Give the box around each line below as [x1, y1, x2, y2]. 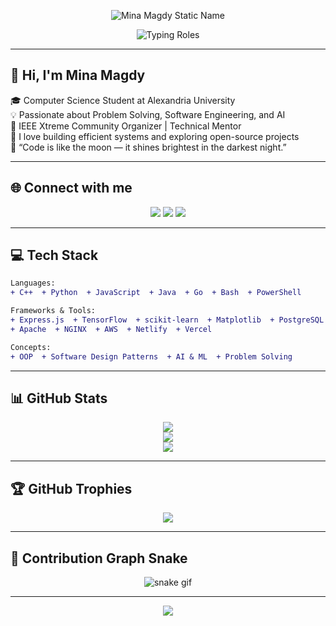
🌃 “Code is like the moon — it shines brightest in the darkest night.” [10, 141, 287, 153]
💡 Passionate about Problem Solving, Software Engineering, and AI [10, 108, 286, 120]
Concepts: [10, 342, 52, 352]
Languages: [10, 278, 56, 289]
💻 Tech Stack [10, 247, 99, 264]
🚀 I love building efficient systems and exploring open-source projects [10, 130, 300, 142]
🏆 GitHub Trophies [10, 480, 133, 497]
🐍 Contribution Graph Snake [10, 550, 188, 567]
